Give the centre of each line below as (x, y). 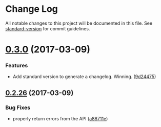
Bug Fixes (18, 107)
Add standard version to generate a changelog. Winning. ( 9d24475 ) (84, 77)
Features (17, 66)
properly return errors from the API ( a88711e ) (60, 119)
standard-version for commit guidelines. (48, 28)
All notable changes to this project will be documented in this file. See (79, 23)
